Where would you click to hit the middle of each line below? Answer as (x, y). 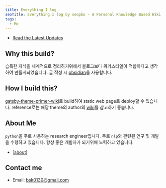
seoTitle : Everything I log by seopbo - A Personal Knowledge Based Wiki (83, 14)
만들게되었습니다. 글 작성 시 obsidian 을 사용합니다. (63, 72)
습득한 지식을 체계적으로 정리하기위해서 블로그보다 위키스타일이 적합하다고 (77, 66)
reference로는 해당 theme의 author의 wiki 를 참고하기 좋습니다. (73, 107)
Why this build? (30, 54)
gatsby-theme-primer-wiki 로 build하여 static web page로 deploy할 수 (75, 101)
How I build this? (31, 89)
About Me (21, 123)
